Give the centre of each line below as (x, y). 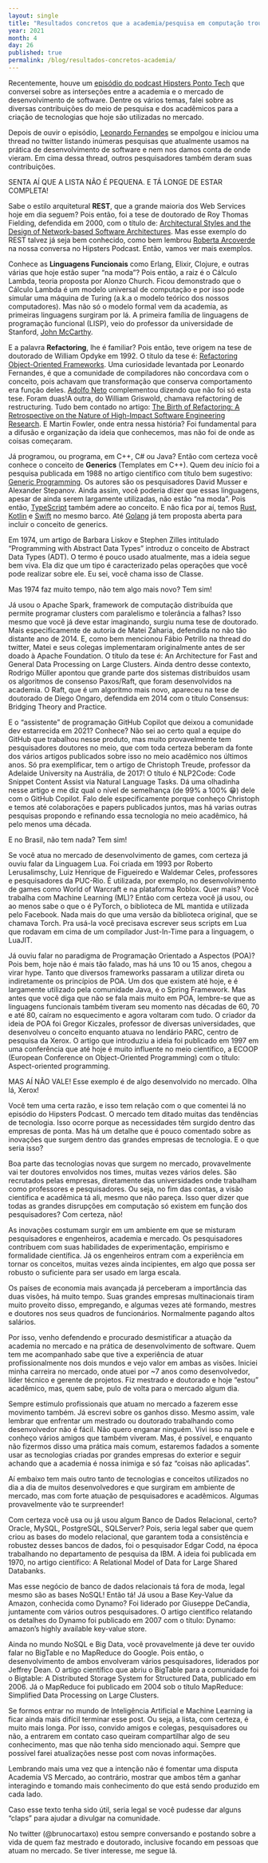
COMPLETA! (29, 190)
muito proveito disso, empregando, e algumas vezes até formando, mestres (132, 1305)
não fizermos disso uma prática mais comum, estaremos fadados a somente (134, 1446)
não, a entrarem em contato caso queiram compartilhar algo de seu (119, 1736)
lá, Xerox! (24, 1090)
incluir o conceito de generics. (58, 524)
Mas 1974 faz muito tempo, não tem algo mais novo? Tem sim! (110, 589)
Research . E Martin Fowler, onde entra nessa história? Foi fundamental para (132, 424)
